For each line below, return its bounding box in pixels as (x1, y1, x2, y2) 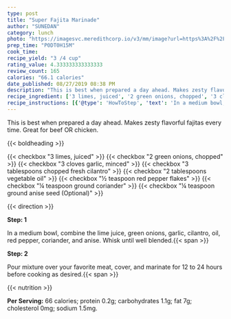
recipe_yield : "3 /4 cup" (7, 55, 81, 62)
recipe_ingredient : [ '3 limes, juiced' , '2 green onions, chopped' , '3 (7, 93, 217, 100)
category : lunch (7, 29, 54, 36)
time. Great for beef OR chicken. (7, 125, 99, 134)
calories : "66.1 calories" (7, 74, 85, 81)
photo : (7, 36, 26, 43)
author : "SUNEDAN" (7, 23, 60, 30)
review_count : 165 (7, 67, 60, 74)
